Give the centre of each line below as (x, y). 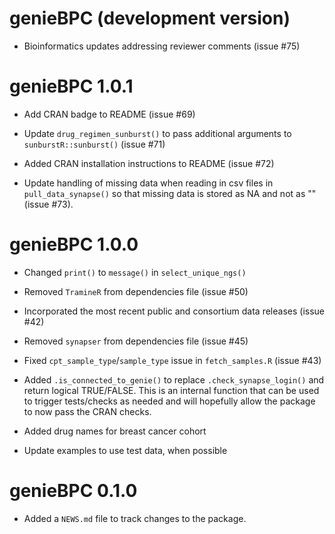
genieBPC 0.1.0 (73, 491)
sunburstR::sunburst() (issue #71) (94, 144)
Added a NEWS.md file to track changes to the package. (135, 518)
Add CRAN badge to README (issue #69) (109, 114)
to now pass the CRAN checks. (87, 411)
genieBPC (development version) (150, 18)
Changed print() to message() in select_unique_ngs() (135, 272)
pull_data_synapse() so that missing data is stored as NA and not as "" (170, 193)
